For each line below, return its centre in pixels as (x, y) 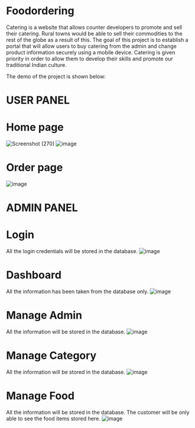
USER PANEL (38, 100)
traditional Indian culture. (36, 65)
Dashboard (34, 275)
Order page (35, 168)
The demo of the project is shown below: (56, 76)
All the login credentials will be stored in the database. (72, 251)
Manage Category (51, 356)
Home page (35, 127)
